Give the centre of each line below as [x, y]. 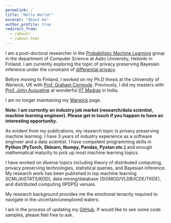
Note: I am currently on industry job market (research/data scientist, [79, 110]
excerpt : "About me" [27, 19]
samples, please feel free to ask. [40, 215]
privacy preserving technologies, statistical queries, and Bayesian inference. [86, 168]
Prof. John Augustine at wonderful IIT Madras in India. [62, 90]
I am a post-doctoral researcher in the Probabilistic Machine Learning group [85, 53]
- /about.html [25, 39]
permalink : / [19, 10]
